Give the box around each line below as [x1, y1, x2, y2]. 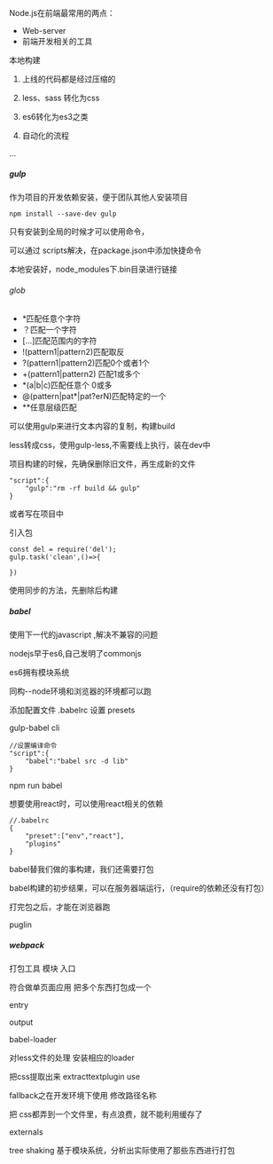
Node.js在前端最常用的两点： [9, 8, 115, 18]
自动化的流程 [21, 130, 69, 140]
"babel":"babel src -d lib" [25, 757, 129, 766]
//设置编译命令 [9, 742, 58, 751]
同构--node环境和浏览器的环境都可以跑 [9, 686, 152, 696]
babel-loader [9, 1034, 57, 1045]
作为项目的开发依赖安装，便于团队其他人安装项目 [9, 192, 188, 202]
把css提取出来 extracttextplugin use [9, 1072, 140, 1082]
